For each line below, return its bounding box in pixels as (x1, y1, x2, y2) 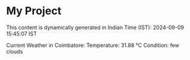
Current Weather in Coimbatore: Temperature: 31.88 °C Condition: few (6, 42, 180, 49)
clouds (6, 48, 23, 55)
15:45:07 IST (6, 30, 37, 37)
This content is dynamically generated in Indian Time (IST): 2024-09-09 (6, 24, 185, 31)
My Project (6, 4, 62, 18)
